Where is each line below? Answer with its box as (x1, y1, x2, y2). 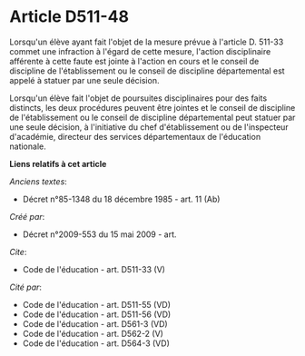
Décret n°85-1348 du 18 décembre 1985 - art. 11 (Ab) (22, 193, 221, 204)
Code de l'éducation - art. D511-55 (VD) (22, 299, 171, 310)
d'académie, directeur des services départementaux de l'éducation (9, 131, 261, 142)
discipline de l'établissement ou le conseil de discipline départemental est (9, 65, 285, 76)
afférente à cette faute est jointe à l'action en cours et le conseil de (9, 55, 260, 66)
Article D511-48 (9, 6, 130, 27)
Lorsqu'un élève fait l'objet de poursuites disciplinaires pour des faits (9, 93, 268, 104)
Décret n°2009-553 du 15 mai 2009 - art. (22, 229, 177, 240)
